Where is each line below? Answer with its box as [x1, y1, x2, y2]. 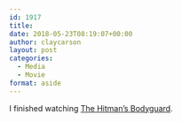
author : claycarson [9, 37, 82, 47]
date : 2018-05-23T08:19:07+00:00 [9, 29, 133, 38]
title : [9, 21, 34, 30]
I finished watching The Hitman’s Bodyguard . [9, 103, 173, 113]
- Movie [17, 71, 46, 80]
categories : [9, 54, 53, 63]
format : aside [9, 79, 62, 88]
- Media [17, 63, 46, 72]
